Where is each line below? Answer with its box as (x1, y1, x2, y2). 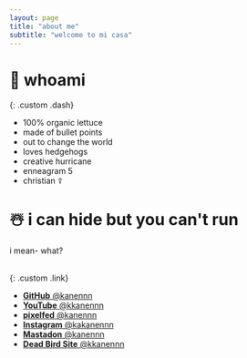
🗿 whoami (9, 69, 87, 90)
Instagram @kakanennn (22, 320, 114, 331)
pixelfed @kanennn (22, 310, 98, 321)
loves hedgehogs (22, 147, 88, 158)
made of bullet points (22, 127, 103, 138)
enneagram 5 (22, 166, 73, 177)
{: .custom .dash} (9, 99, 75, 110)
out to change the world (22, 137, 113, 148)
